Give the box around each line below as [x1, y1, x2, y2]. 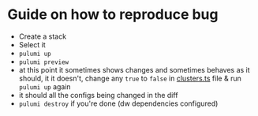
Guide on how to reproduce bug [7, 6, 219, 24]
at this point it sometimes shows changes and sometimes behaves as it [18, 65, 250, 74]
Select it [18, 39, 46, 49]
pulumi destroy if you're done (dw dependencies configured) [18, 99, 219, 108]
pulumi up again [18, 81, 72, 92]
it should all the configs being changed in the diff [18, 90, 178, 99]
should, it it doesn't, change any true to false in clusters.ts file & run [18, 73, 241, 83]
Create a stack [18, 32, 67, 41]
